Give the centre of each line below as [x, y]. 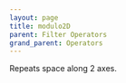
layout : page [34, 18]
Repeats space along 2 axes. [63, 69]
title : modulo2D [40, 26]
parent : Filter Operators [58, 34]
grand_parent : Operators [56, 43]
